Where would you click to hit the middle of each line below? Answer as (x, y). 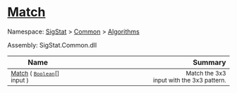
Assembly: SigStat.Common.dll (52, 45)
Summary (209, 62)
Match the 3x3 (206, 73)
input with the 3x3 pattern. (189, 80)
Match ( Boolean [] (35, 73)
